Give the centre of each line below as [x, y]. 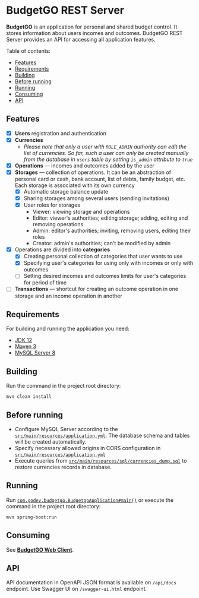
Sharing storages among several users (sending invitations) [97, 198]
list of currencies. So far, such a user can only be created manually [106, 153]
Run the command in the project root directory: [64, 386]
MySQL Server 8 [35, 353]
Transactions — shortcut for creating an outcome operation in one [97, 289]
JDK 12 [23, 340]
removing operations [58, 224]
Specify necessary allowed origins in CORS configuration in [88, 448]
